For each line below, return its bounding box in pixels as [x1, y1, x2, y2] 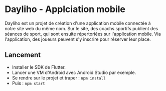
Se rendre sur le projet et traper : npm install [12, 74, 106, 81]
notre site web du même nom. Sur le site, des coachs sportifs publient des [5, 25, 158, 31]
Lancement [5, 51, 41, 59]
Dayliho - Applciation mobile [5, 4, 126, 15]
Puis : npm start [12, 80, 46, 86]
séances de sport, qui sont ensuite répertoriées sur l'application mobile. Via [5, 31, 161, 37]
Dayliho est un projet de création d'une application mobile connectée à [5, 20, 151, 26]
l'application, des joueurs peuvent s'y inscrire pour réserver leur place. [5, 36, 151, 42]
